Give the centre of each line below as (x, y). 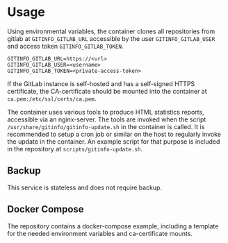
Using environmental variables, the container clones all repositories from (111, 31)
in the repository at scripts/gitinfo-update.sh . (75, 149)
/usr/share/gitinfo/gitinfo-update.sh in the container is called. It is (106, 126)
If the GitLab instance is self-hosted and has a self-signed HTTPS (101, 83)
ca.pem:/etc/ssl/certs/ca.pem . (52, 99)
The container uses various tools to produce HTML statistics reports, (106, 112)
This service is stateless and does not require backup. (84, 187)
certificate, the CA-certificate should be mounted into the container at (107, 91)
